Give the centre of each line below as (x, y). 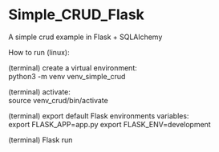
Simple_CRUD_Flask (76, 15)
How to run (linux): (39, 52)
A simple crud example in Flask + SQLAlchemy (85, 37)
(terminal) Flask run (41, 140)
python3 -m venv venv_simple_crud (67, 76)
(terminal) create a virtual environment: (73, 68)
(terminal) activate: (39, 92)
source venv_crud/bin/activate (58, 100)
